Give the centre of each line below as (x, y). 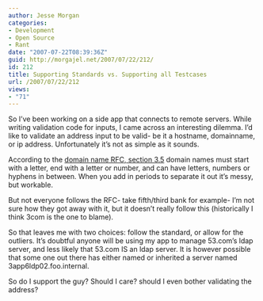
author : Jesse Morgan (44, 15)
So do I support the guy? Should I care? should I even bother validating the (130, 281)
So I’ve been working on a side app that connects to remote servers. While (130, 119)
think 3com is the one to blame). (61, 217)
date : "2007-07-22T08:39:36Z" (58, 52)
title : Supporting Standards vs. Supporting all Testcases (108, 74)
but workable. (31, 185)
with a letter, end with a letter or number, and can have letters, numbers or (130, 168)
